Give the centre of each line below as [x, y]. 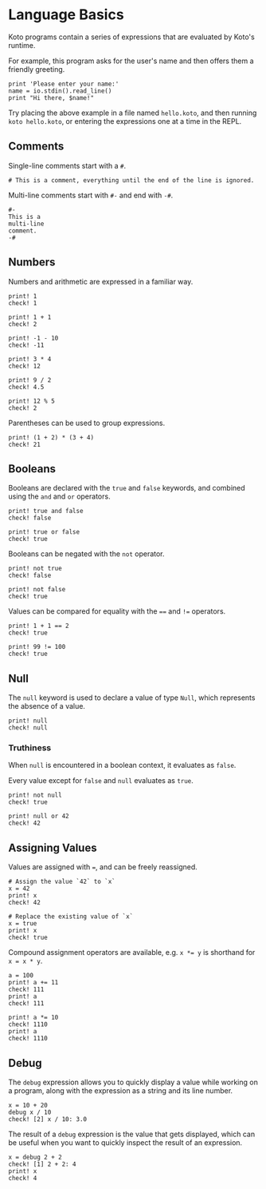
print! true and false [46, 511]
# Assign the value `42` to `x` [62, 882]
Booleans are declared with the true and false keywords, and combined [127, 488]
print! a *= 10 [33, 1018]
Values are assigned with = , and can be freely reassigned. [103, 867]
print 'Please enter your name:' [64, 84]
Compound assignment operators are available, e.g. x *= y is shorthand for [132, 952]
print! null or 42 [39, 817]
